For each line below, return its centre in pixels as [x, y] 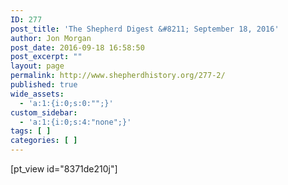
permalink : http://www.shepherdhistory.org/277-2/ [118, 76]
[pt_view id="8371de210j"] [64, 169]
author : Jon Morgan [51, 38]
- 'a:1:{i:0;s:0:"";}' [66, 103]
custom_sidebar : [44, 112]
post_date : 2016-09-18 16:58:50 [77, 47]
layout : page [37, 66]
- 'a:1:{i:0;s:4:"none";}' [75, 122]
